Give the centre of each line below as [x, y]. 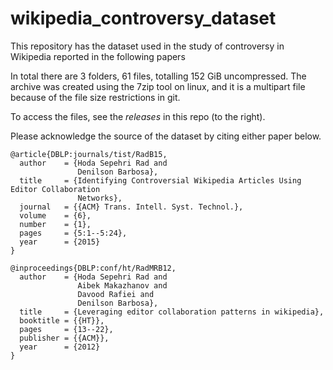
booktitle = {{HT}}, [62, 320]
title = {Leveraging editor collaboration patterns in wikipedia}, [172, 312]
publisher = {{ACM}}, [64, 338]
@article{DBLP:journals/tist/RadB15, [89, 154]
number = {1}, [55, 224]
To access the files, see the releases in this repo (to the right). [138, 116]
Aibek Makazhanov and [122, 285]
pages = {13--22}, [66, 329]
